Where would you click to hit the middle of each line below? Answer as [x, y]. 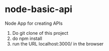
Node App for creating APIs [34, 23]
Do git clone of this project [40, 33]
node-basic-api [39, 9]
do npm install [27, 38]
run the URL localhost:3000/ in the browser [58, 43]
